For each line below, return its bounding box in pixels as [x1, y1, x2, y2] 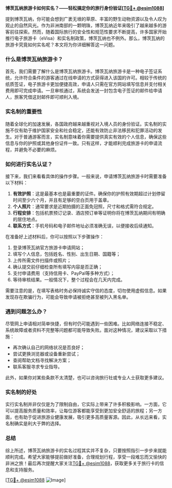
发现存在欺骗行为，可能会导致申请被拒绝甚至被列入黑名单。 [5, 294, 131, 300]
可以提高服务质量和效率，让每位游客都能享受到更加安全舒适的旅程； [5, 408, 149, 414]
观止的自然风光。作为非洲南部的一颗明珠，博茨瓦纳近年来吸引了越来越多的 [5, 23, 162, 28]
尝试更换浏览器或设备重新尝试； [12, 351, 80, 357]
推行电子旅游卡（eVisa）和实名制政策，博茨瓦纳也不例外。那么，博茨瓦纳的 [5, 35, 165, 41]
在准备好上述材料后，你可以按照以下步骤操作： [5, 233, 104, 239]
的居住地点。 [12, 216, 40, 222]
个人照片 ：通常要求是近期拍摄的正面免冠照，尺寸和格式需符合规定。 [12, 203, 157, 210]
